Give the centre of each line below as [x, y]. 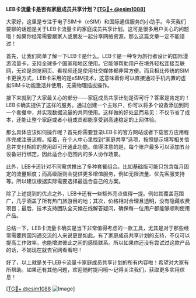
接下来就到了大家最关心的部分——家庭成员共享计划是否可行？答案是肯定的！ [98, 98]
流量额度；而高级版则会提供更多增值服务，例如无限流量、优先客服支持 [100, 174]
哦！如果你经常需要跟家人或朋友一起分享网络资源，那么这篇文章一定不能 [93, 36]
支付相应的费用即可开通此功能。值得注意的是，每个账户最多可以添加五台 [103, 147]
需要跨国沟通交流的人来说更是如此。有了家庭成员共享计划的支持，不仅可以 [100, 235]
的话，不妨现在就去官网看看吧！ [44, 250]
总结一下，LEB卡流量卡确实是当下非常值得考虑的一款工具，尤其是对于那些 [95, 228]
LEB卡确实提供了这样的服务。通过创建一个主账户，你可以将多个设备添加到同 [98, 105]
